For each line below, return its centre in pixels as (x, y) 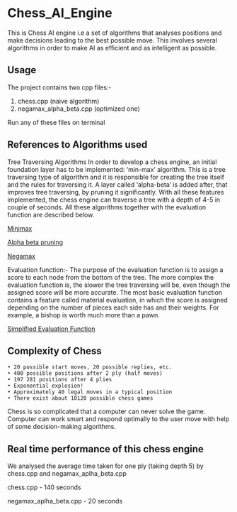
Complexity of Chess (55, 350)
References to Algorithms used (77, 145)
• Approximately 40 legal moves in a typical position (90, 392)
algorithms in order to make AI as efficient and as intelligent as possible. (112, 48)
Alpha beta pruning (35, 242)
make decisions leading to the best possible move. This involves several (112, 40)
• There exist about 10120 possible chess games (80, 398)
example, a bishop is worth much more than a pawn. (84, 315)
